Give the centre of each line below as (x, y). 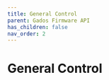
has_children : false (38, 27)
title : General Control (42, 14)
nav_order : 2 (27, 34)
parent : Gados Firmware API (49, 21)
